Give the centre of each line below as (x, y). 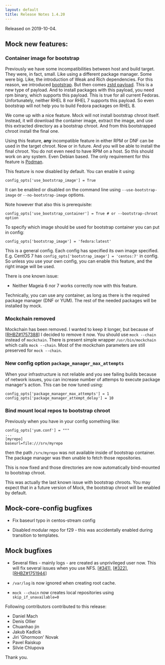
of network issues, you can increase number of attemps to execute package (83, 379)
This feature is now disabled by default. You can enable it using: (70, 171)
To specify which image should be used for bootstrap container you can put (82, 227)
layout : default (22, 10)
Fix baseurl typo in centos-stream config (54, 520)
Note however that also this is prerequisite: (49, 205)
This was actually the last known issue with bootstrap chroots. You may (78, 482)
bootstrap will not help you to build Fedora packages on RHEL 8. (70, 106)
